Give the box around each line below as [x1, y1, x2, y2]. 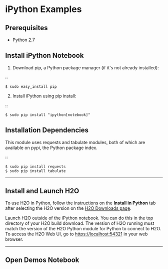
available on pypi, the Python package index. [5, 145, 97, 151]
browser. [5, 236, 23, 242]
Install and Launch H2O [5, 187, 79, 195]
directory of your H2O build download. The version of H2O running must [5, 220, 154, 226]
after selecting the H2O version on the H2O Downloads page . [5, 205, 131, 211]
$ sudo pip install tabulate [5, 168, 66, 174]
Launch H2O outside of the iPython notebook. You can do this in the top [5, 215, 153, 221]
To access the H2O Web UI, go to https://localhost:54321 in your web [5, 231, 148, 237]
